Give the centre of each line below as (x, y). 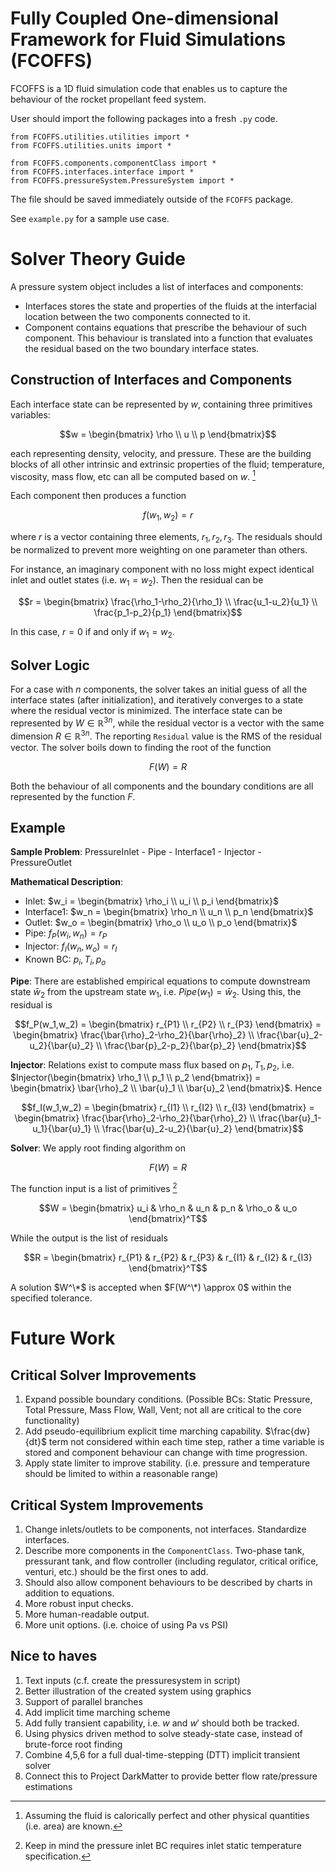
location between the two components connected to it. (137, 316)
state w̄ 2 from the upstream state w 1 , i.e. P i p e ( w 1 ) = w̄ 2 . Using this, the (156, 992)
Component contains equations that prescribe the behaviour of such (165, 327)
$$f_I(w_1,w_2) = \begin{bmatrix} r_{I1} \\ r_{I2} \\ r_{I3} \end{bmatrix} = (168, 1108)
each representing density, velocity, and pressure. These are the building (161, 453)
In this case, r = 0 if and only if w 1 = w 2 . (92, 632)
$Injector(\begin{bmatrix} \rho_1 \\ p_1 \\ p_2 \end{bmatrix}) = (136, 1078)
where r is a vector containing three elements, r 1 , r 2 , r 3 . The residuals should (166, 538)
